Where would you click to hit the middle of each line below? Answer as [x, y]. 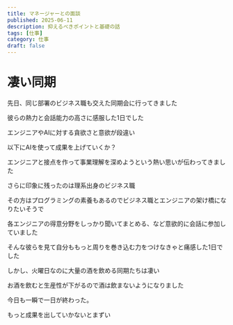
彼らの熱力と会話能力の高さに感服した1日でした [75, 117]
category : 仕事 [28, 40]
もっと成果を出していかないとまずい [59, 315]
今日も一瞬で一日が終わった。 [50, 300]
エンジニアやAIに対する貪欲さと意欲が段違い [71, 132]
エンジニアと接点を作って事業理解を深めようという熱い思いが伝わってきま [113, 162]
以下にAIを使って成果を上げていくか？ [62, 147]
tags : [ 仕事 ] [25, 33]
